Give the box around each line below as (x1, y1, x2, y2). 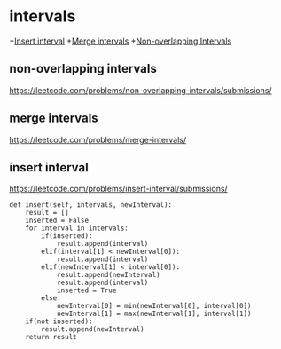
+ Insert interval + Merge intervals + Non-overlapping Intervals (9, 36, 232, 46)
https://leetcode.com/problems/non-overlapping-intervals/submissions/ (9, 84, 272, 95)
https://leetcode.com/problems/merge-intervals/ (9, 134, 187, 145)
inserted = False (25, 216, 90, 226)
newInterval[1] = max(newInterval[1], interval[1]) (56, 309, 252, 319)
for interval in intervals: (25, 224, 129, 233)
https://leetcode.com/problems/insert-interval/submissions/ (9, 184, 228, 194)
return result (25, 333, 77, 342)
